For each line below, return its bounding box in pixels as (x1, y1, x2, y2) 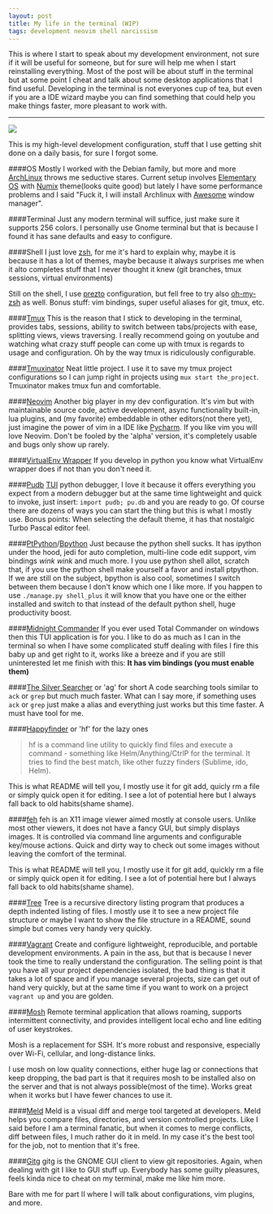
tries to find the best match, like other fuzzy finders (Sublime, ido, (28, 757, 249, 767)
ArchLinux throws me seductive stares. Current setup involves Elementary (8, 172, 257, 183)
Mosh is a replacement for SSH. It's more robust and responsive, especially (8, 1040, 261, 1050)
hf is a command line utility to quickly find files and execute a (28, 740, 233, 750)
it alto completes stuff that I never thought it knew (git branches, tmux (8, 265, 242, 275)
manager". (8, 198, 43, 208)
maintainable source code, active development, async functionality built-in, (8, 405, 260, 415)
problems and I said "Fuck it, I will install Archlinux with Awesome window (8, 190, 254, 200)
